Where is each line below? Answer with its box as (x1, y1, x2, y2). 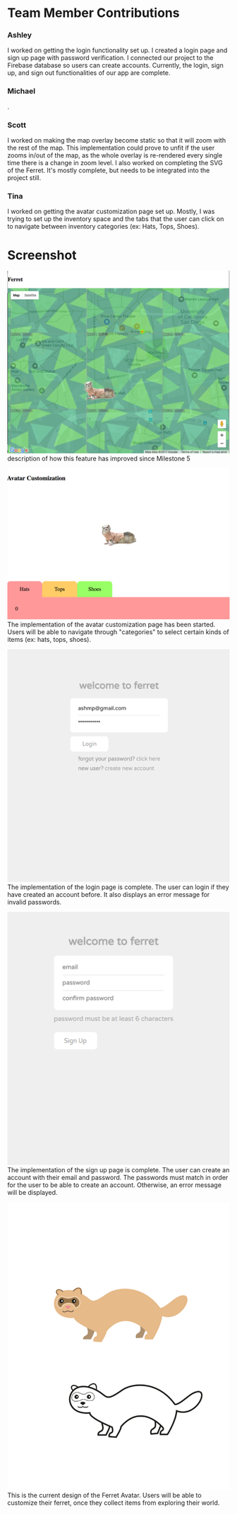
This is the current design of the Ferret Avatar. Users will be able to (7, 1491, 202, 1500)
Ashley (7, 30, 32, 40)
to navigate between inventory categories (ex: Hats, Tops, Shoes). (7, 222, 200, 231)
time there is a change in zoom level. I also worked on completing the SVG (7, 159, 224, 167)
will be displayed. (7, 1188, 58, 1196)
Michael (7, 86, 36, 96)
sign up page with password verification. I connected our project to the (7, 54, 214, 62)
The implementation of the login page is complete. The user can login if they (7, 883, 229, 891)
